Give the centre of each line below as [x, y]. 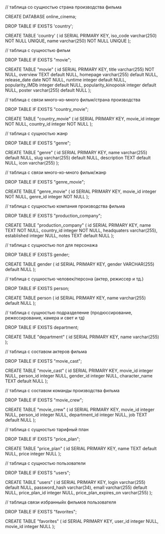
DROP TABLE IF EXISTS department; [42, 327]
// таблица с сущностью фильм [38, 50]
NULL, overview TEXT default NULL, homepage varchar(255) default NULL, [82, 75]
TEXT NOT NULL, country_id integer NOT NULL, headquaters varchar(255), [81, 230]
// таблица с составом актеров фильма [46, 351]
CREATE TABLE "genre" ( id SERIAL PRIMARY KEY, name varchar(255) [76, 152]
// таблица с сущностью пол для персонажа [51, 245]
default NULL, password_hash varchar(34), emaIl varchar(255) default [76, 487]
